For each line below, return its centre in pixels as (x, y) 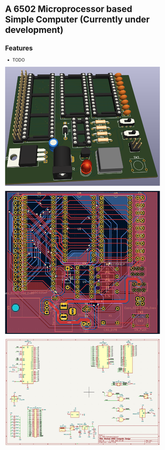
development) (34, 30)
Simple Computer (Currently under (77, 19)
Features (19, 48)
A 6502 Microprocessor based (69, 9)
